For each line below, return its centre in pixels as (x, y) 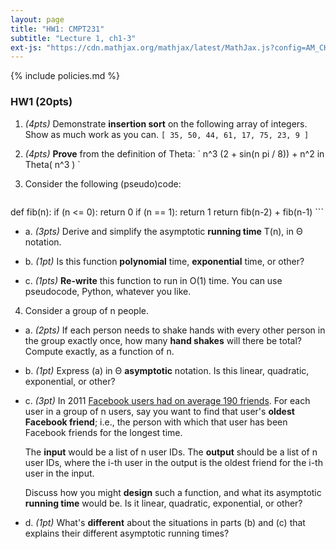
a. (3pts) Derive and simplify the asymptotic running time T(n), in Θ (163, 231)
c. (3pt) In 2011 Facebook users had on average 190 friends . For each (167, 400)
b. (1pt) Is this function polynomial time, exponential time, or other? (164, 261)
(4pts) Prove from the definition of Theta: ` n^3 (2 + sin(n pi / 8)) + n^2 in (174, 153)
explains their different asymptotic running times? (127, 533)
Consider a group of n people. (87, 310)
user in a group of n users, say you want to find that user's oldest (159, 411)
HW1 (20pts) (41, 102)
